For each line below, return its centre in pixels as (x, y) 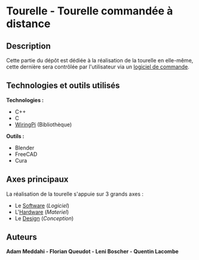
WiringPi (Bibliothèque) (43, 124)
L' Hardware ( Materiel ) (42, 212)
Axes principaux (37, 179)
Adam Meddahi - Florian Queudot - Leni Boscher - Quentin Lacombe (93, 252)
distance (28, 24)
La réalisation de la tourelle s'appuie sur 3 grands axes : (75, 194)
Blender (25, 148)
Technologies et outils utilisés (63, 86)
